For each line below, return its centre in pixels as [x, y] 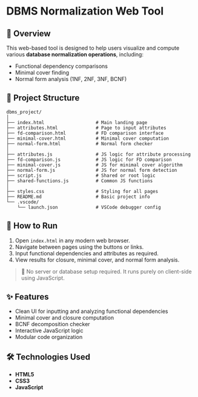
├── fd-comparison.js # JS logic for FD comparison [89, 159]
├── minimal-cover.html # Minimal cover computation [88, 138]
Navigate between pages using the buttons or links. [79, 247]
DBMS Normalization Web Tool [85, 11]
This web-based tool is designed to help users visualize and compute [93, 48]
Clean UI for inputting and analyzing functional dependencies [91, 311]
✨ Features [28, 297]
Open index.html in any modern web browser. [72, 240]
